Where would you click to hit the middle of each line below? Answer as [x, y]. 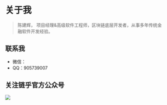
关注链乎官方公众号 [35, 85]
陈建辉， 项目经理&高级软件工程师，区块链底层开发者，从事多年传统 [87, 25]
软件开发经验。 [37, 31]
